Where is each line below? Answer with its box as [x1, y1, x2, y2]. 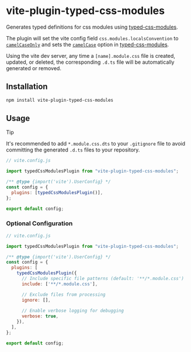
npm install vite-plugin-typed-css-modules [6, 97, 114, 103]
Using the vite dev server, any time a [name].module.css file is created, [6, 52, 175, 59]
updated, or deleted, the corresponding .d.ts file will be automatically [6, 58, 175, 65]
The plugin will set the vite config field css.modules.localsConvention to [6, 34, 179, 42]
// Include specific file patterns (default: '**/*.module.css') [21, 276, 184, 282]
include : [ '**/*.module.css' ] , [21, 281, 98, 287]
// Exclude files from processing [21, 291, 106, 298]
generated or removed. [6, 64, 61, 71]
